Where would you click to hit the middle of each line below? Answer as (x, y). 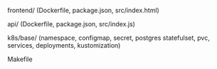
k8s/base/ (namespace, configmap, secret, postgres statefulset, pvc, (108, 38)
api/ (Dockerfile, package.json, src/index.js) (71, 24)
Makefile (20, 59)
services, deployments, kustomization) (64, 45)
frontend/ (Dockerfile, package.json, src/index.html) (84, 10)
